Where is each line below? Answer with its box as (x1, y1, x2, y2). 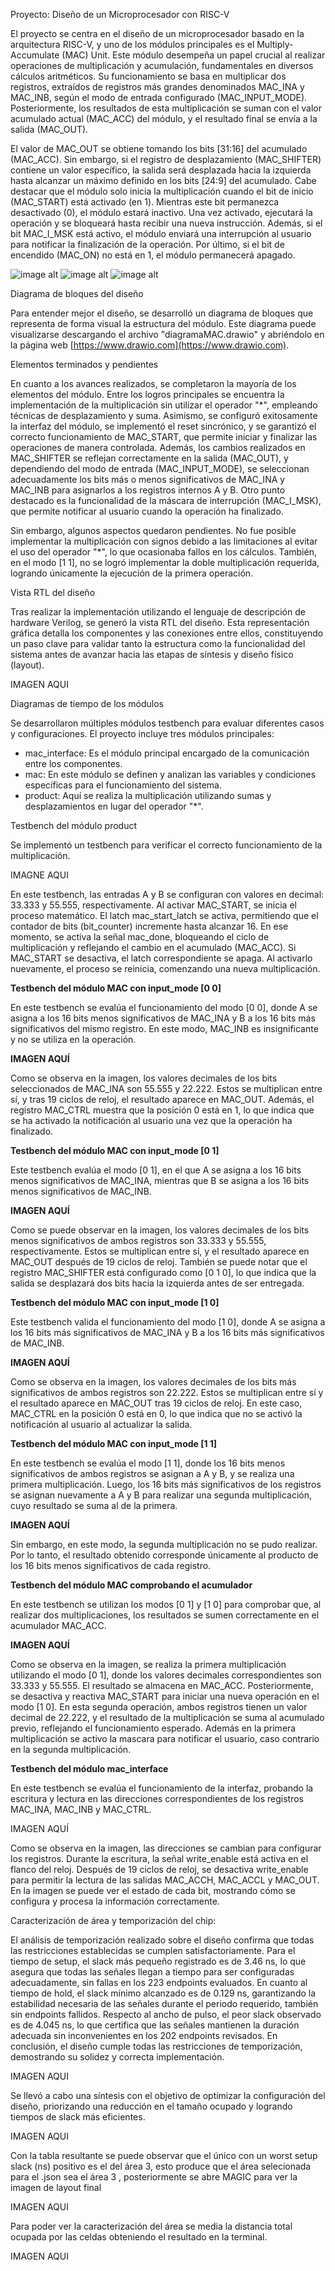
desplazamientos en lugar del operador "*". (24, 800, 204, 812)
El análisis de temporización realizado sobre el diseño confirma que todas (10, 1934, 315, 1946)
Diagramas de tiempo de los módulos (10, 698, 164, 709)
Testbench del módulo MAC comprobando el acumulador (10, 1579, 253, 1591)
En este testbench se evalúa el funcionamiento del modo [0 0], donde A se (10, 1002, 318, 1013)
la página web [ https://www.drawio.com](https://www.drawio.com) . (10, 339, 290, 351)
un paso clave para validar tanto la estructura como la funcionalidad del (10, 638, 306, 649)
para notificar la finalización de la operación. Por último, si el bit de (10, 239, 285, 250)
